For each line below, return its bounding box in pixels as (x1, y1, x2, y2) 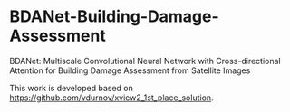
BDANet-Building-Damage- (9, 6, 219, 27)
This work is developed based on (9, 82, 134, 93)
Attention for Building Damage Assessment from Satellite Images (9, 65, 251, 76)
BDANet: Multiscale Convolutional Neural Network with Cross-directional (9, 55, 281, 66)
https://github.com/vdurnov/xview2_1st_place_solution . (9, 92, 215, 103)
